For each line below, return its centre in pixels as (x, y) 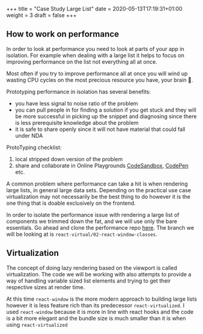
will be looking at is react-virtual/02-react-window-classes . (82, 234)
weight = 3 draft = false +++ (42, 15)
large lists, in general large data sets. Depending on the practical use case (99, 190)
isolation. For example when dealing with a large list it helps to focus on (95, 55)
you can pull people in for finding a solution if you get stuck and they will (106, 110)
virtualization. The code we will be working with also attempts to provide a (99, 274)
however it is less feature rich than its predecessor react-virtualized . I (95, 305)
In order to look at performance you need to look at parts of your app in (95, 48)
